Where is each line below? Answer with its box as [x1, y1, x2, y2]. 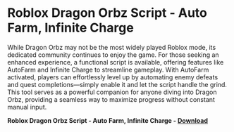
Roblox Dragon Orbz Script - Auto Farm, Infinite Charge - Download [7, 116, 208, 124]
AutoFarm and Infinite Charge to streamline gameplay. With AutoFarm [7, 65, 209, 74]
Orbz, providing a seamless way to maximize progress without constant [7, 95, 215, 103]
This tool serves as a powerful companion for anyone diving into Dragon [7, 88, 217, 96]
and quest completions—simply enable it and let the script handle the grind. [7, 80, 228, 88]
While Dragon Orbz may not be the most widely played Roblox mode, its [7, 43, 216, 51]
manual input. [7, 103, 47, 111]
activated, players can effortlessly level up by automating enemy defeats [7, 72, 218, 81]
